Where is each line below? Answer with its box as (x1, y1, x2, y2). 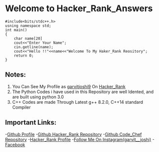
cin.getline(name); (14, 44, 54, 49)
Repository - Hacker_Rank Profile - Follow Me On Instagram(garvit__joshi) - (5, 136, 155, 142)
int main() (5, 27, 27, 32)
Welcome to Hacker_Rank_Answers (5, 3, 153, 14)
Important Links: (5, 118, 57, 127)
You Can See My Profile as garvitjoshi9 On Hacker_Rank (12, 83, 126, 89)
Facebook (5, 142, 25, 148)
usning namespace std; (5, 23, 51, 28)
